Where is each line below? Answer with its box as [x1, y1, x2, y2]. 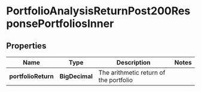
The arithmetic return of [98, 69, 166, 76]
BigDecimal [59, 72, 93, 80]
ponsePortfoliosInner [6, 17, 114, 30]
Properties [6, 41, 47, 51]
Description [116, 59, 151, 66]
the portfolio [98, 76, 133, 84]
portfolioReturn [9, 72, 54, 80]
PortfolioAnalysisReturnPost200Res [6, 4, 191, 18]
